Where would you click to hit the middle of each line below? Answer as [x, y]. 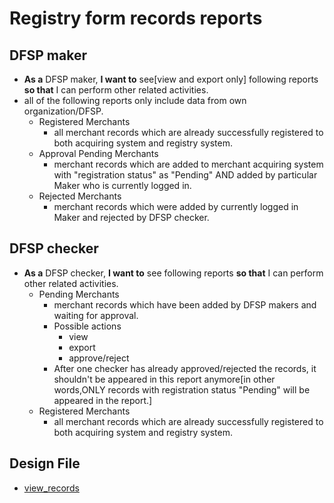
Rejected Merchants [80, 196]
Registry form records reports [136, 18]
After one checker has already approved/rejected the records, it [185, 368]
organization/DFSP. [63, 111]
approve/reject [99, 358]
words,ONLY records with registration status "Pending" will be [182, 389]
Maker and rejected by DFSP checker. [131, 217]
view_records [51, 488]
